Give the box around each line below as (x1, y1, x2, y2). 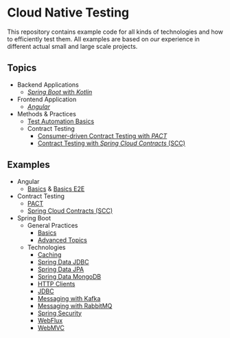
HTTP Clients (37, 279, 76, 288)
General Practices (27, 221, 78, 229)
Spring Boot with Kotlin (27, 87, 93, 96)
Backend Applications (16, 81, 79, 89)
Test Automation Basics (27, 117, 95, 125)
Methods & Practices (16, 109, 77, 118)
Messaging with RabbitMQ (37, 302, 113, 310)
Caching (37, 250, 62, 259)
